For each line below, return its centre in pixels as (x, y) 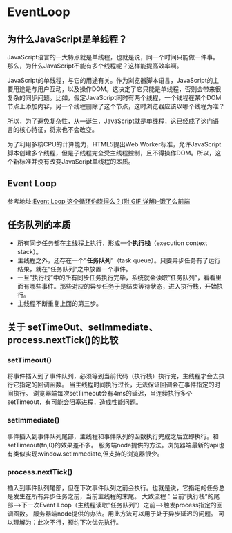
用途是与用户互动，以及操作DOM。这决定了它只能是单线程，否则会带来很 (117, 89)
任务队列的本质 (39, 225)
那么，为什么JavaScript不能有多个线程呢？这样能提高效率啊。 (95, 66)
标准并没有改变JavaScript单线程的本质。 (77, 162)
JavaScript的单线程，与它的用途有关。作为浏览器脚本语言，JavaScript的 (110, 80)
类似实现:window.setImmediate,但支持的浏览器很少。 (88, 454)
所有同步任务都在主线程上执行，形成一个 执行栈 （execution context (112, 243)
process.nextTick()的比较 (63, 340)
